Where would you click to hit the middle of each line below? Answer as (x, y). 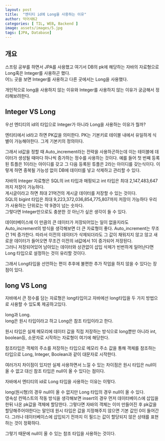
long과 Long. (18, 315)
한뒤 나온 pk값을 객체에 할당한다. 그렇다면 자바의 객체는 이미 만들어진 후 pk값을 (81, 404)
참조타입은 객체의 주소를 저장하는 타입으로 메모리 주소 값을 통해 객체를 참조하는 (81, 348)
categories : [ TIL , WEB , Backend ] (42, 24)
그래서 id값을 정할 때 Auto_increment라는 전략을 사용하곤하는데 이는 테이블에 (80, 151)
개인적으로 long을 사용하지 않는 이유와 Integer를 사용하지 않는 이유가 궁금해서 (80, 90)
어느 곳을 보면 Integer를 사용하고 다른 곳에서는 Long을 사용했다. (66, 79)
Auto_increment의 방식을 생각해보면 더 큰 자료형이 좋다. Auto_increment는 (78, 228)
